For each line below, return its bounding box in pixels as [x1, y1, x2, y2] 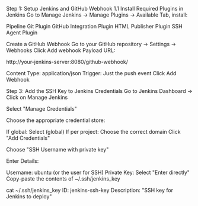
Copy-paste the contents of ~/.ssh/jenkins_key [6, 175, 120, 182]
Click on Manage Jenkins [6, 94, 68, 101]
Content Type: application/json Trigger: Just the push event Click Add [6, 70, 177, 76]
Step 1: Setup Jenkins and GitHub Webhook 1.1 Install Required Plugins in [6, 5, 184, 12]
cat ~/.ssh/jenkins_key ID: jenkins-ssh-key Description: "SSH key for [6, 186, 174, 194]
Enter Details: [6, 157, 39, 165]
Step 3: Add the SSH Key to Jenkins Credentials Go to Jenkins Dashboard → [6, 88, 193, 94]
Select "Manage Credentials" [6, 105, 77, 112]
